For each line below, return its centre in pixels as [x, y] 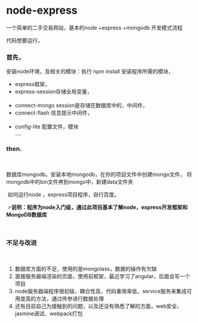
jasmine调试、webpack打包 [49, 313]
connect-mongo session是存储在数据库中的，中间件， [81, 106]
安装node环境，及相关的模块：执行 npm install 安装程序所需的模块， [90, 72]
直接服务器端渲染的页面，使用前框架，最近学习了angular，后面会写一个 [103, 276]
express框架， [33, 84]
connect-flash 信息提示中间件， [54, 113]
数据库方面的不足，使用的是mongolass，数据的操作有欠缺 [86, 269]
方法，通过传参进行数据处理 [70, 299]
